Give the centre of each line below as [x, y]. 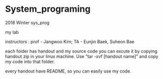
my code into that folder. [30, 61]
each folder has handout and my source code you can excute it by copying [81, 51]
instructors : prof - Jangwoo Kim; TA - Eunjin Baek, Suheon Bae [70, 41]
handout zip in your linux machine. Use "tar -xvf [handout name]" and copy [82, 56]
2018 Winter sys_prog [27, 23]
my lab [12, 32]
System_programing [48, 9]
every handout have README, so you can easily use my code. [68, 71]
